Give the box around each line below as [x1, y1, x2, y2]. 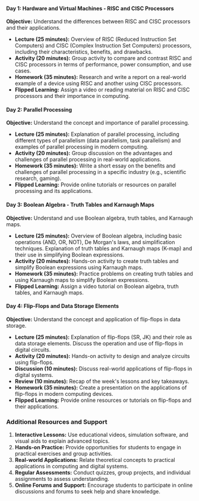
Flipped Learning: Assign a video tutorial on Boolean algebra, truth [14, 283, 179, 290]
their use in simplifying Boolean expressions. [14, 251, 125, 258]
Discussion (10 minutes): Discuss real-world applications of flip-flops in [14, 365, 192, 372]
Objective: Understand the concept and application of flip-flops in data [6, 315, 181, 323]
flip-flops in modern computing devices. [14, 390, 113, 397]
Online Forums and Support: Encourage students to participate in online [14, 481, 193, 489]
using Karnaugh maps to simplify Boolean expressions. [14, 276, 150, 283]
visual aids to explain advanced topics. [14, 437, 110, 445]
